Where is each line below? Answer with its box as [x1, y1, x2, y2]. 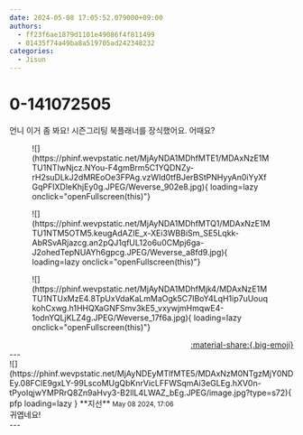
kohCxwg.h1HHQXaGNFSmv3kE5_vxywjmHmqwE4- [32, 302, 225, 313]
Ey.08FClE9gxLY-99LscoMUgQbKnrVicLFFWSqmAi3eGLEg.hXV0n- [9, 377, 262, 388]
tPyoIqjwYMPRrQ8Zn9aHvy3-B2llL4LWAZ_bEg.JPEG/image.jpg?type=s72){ [9, 387, 292, 398]
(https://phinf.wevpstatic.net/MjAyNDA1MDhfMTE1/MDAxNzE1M [32, 153, 270, 163]
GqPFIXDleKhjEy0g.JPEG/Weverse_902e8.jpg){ [32, 181, 209, 192]
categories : [9, 47, 54, 56]
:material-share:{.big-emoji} [190, 339, 294, 350]
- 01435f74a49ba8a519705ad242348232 [17, 38, 155, 48]
